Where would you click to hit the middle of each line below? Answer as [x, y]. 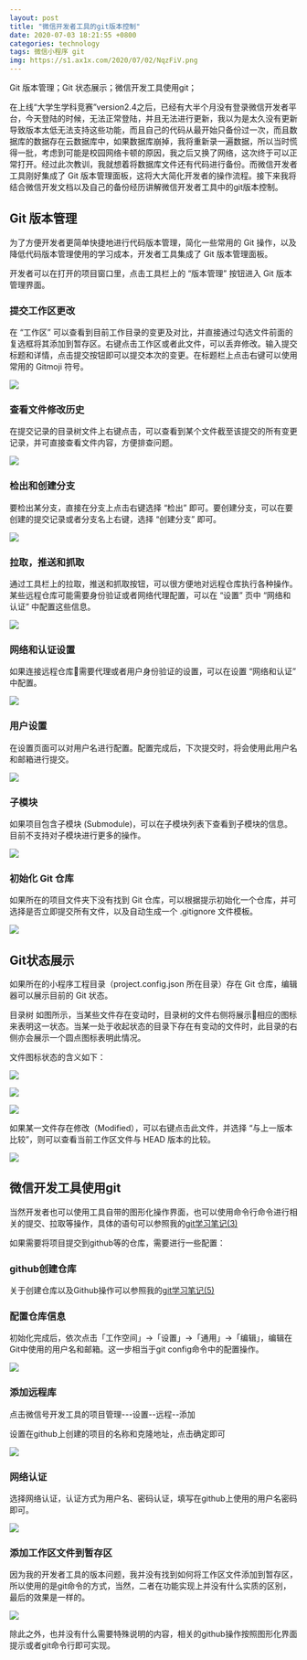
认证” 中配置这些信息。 [53, 606]
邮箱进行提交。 [45, 759]
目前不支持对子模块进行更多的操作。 [78, 835]
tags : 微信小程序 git [47, 52]
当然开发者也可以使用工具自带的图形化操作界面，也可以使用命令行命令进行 [149, 1212]
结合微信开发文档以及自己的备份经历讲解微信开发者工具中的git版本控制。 [146, 187]
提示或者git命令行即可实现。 [63, 1645]
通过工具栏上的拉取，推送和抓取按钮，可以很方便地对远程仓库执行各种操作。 [153, 584]
